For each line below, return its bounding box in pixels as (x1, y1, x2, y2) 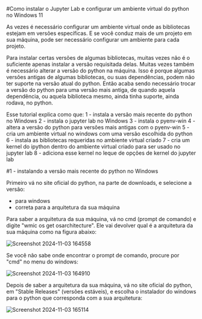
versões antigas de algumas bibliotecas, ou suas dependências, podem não (6, 74, 195, 80)
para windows (14, 198, 51, 204)
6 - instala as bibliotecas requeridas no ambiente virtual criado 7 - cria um (6, 137, 190, 144)
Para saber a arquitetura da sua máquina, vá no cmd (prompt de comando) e (6, 216, 197, 222)
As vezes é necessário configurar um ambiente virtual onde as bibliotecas (6, 24, 191, 30)
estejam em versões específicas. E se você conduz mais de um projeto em (6, 30, 192, 37)
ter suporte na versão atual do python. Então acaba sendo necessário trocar (6, 80, 196, 87)
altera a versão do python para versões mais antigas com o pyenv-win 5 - (6, 124, 190, 130)
